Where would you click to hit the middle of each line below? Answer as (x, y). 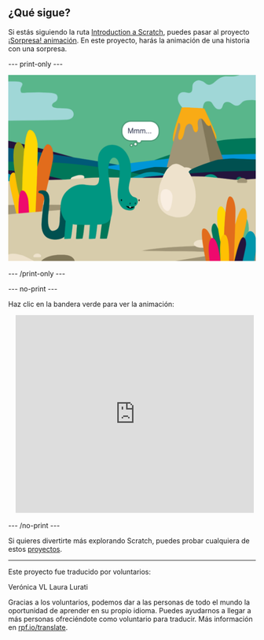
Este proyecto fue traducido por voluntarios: (80, 572)
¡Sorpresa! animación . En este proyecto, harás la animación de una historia (129, 40)
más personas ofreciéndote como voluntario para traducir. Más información (130, 619)
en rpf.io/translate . (38, 627)
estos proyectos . (35, 549)
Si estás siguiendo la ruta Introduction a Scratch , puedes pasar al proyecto (129, 31)
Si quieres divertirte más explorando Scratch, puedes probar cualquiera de (129, 540)
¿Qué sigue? (39, 13)
